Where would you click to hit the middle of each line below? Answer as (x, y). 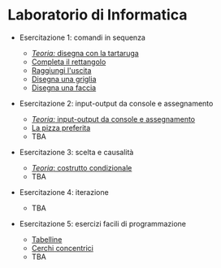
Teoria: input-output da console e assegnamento (113, 119)
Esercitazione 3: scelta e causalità (76, 152)
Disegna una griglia (64, 79)
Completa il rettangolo (69, 62)
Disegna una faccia (64, 88)
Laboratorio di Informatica (97, 15)
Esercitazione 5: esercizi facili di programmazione (102, 223)
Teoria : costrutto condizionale (82, 167)
